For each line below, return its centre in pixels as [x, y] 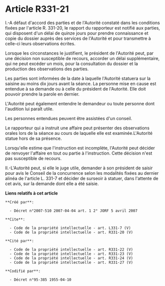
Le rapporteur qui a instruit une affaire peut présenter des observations [77, 128]
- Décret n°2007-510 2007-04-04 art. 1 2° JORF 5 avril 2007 [74, 211]
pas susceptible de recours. [33, 158]
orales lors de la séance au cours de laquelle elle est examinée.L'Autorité [79, 133]
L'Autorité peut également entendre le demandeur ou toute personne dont [80, 103]
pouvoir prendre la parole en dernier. [42, 94]
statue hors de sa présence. [33, 138]
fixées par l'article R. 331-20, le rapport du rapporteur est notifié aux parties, [82, 28]
